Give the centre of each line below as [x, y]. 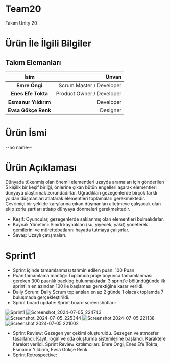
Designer [111, 110]
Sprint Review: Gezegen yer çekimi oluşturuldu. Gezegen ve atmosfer [86, 333]
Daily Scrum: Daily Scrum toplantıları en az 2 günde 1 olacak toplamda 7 [88, 292]
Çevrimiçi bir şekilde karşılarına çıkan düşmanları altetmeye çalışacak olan [83, 203]
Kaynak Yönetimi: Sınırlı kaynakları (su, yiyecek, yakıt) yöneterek [80, 224]
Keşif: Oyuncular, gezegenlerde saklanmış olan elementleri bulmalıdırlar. [88, 219]
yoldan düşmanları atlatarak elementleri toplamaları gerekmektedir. [75, 198]
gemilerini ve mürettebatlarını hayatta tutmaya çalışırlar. [71, 230]
